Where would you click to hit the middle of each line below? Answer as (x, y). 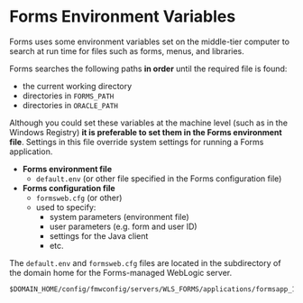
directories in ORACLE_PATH (70, 105)
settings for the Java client (99, 235)
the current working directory (77, 86)
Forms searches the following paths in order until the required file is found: (148, 69)
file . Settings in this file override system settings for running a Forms (137, 142)
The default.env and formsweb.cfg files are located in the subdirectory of (145, 262)
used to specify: (66, 207)
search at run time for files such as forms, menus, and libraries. (127, 50)
